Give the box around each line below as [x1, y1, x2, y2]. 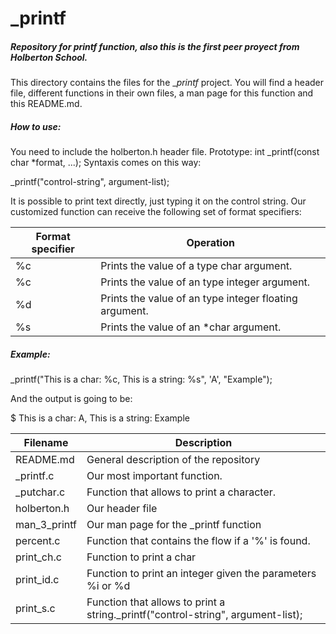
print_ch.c [15, 550, 62, 564]
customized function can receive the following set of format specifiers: [10, 206, 302, 218]
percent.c [15, 534, 61, 548]
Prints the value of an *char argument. [100, 320, 282, 334]
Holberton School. [10, 51, 88, 63]
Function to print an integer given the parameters [86, 567, 317, 581]
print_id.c [15, 573, 60, 587]
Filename [23, 436, 69, 450]
